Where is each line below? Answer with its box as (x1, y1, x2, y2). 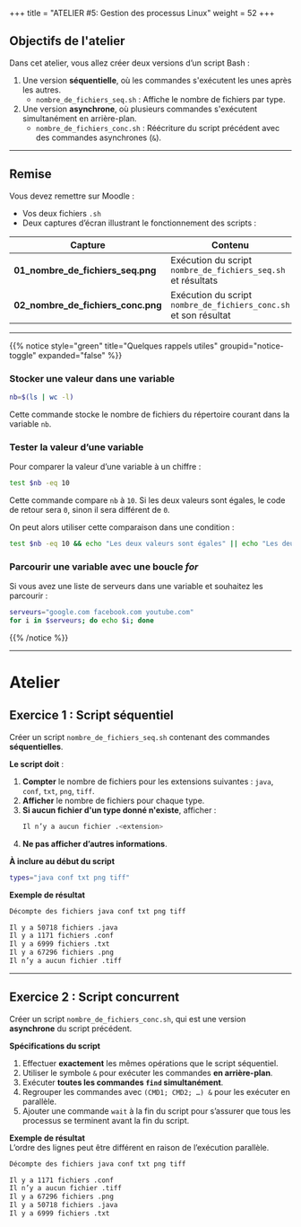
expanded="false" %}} (38, 349, 123, 360)
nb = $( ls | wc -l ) (9, 393, 74, 402)
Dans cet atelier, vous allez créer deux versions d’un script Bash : (9, 57, 250, 68)
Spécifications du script (9, 1040, 101, 1051)
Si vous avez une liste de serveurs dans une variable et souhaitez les (9, 581, 263, 592)
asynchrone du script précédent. (9, 1023, 133, 1034)
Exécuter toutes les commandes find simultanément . (21, 1077, 224, 1088)
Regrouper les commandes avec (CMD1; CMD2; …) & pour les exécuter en (21, 1086, 291, 1097)
